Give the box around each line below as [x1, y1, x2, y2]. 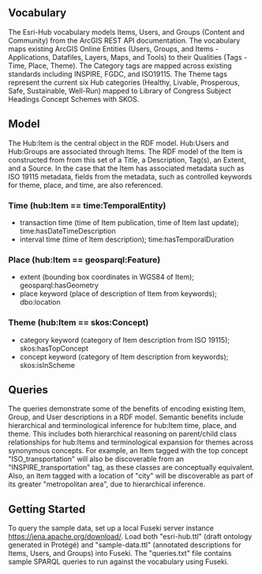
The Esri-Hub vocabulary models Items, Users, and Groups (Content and [8, 27, 245, 36]
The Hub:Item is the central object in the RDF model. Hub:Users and [8, 138, 229, 148]
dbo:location [19, 298, 61, 307]
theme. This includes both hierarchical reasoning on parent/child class [8, 430, 237, 439]
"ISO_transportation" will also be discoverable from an [8, 454, 184, 464]
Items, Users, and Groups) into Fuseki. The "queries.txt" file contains [8, 549, 232, 558]
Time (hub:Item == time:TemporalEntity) [8, 200, 167, 211]
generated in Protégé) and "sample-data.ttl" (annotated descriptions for [8, 540, 242, 550]
